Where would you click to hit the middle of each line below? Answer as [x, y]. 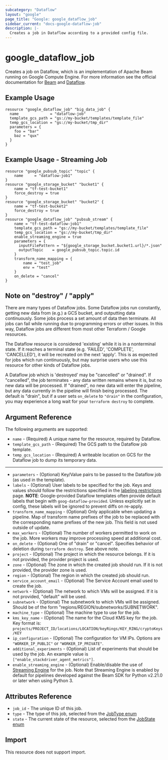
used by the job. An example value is [50, 654]
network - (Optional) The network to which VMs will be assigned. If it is [85, 591]
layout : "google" [23, 14]
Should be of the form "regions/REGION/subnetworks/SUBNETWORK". [85, 607]
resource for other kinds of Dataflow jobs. [48, 365]
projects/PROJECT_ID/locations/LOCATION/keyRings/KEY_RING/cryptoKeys [87, 629]
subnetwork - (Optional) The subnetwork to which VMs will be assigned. [86, 602]
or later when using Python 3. [43, 681]
